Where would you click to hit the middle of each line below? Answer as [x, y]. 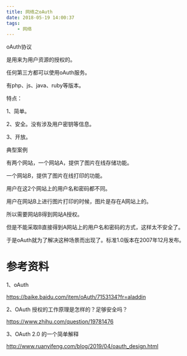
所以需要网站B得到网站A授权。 [45, 214]
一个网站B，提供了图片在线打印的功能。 [56, 176]
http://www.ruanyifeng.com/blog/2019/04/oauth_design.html [83, 346]
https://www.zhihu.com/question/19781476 [60, 321]
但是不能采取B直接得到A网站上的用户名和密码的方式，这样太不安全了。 [95, 227]
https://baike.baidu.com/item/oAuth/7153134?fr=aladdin [76, 297]
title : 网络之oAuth [29, 12]
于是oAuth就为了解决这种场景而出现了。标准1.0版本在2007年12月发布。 [96, 240]
